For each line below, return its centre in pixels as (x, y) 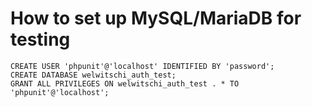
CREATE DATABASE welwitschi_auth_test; (93, 75)
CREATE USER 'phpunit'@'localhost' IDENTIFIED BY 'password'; (142, 66)
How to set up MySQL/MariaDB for (156, 18)
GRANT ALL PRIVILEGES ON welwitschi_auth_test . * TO (125, 83)
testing (40, 39)
